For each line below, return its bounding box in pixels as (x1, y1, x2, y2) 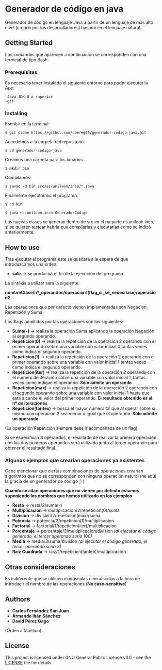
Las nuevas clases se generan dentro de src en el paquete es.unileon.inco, (5, 219, 155, 225)
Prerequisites (5, 69, 37, 76)
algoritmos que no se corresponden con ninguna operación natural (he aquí (5, 473, 157, 479)
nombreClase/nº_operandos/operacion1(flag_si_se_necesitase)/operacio (5, 290, 156, 296)
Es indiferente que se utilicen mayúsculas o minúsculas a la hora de (5, 576, 140, 582)
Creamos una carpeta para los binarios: (5, 157, 84, 163)
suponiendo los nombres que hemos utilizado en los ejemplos (5, 493, 132, 499)
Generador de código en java (5, 3, 124, 15)
